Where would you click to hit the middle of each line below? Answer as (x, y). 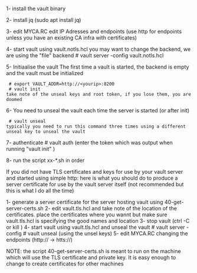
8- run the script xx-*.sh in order (45, 160)
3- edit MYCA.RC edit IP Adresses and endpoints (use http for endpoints (94, 31)
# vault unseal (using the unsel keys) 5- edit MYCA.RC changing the (105, 233)
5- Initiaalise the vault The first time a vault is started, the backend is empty (98, 67)
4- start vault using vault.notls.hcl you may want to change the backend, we (98, 49)
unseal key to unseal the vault (46, 132)
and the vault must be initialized (45, 73)
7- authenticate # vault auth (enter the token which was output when (89, 142)
